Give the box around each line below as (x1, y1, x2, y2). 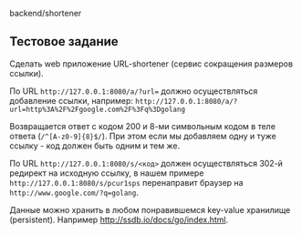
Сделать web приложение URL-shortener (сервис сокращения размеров (9, 58, 294, 69)
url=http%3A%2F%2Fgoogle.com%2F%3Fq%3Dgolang (9, 105, 185, 114)
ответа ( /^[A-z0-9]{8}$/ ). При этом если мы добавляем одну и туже (9, 130, 276, 141)
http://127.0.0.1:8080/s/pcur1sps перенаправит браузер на (9, 177, 244, 188)
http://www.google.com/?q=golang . (9, 187, 139, 198)
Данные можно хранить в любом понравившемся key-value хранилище (9, 204, 291, 215)
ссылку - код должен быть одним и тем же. (9, 140, 181, 151)
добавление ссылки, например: (9, 95, 134, 106)
